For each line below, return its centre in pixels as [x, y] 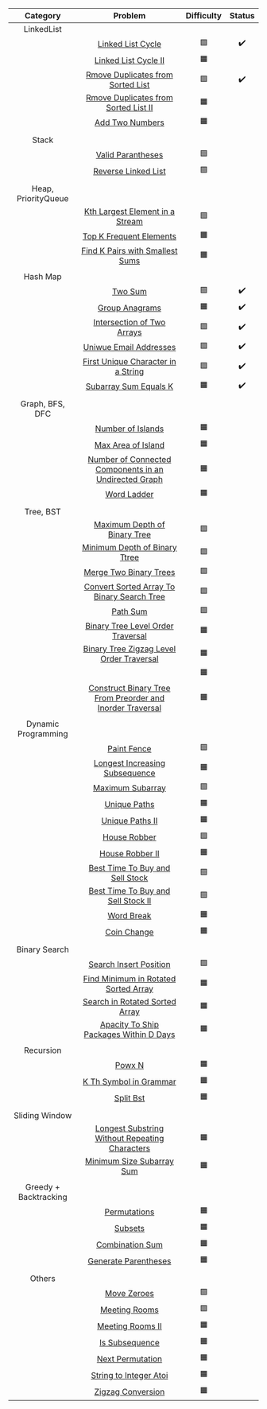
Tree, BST [43, 512]
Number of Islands [130, 429]
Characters [130, 1148]
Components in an [130, 470]
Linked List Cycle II [130, 60]
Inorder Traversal [129, 708]
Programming [43, 734]
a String [130, 371]
